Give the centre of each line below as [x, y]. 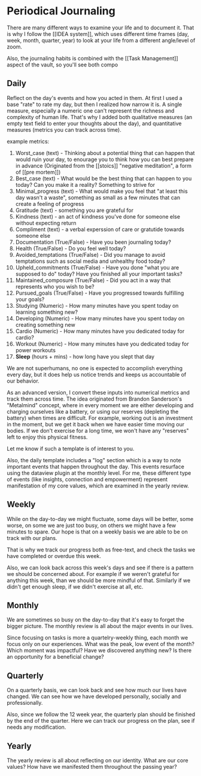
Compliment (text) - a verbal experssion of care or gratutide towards [100, 229]
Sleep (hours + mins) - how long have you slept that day [85, 356]
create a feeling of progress [50, 204]
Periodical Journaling [61, 11]
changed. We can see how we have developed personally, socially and [94, 696]
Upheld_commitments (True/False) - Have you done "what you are [97, 267]
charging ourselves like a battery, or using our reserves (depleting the [93, 411]
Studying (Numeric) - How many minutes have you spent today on [97, 305]
